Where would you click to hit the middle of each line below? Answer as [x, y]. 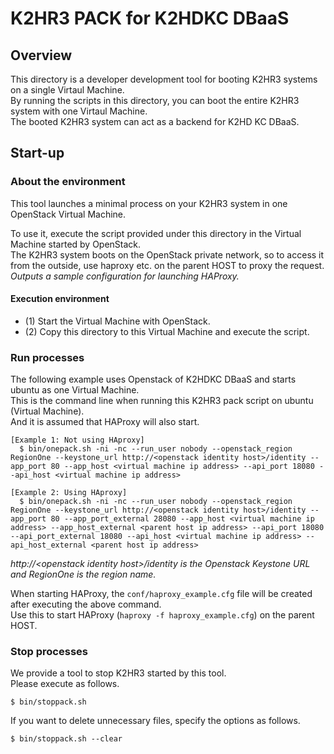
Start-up [37, 153]
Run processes [47, 357]
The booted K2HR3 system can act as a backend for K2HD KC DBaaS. [155, 121]
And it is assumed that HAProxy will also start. [105, 422]
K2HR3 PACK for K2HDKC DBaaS [150, 18]
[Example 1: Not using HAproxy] [77, 440]
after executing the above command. [86, 604]
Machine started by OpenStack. [76, 244]
